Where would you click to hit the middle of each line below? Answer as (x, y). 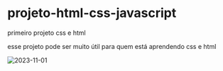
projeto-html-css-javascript (92, 13)
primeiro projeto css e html (47, 33)
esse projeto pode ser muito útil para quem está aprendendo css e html (112, 46)
